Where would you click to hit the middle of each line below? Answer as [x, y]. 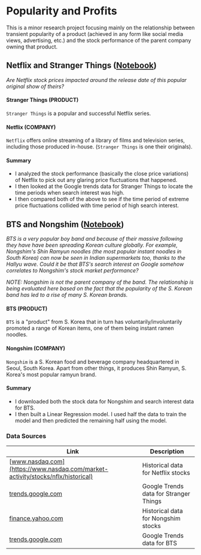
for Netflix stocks [166, 473]
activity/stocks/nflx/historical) [51, 477]
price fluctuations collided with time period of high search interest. [97, 205]
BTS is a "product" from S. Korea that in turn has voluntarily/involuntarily [94, 322]
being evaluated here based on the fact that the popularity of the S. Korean [99, 289]
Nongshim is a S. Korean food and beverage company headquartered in [93, 362]
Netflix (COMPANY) [31, 127]
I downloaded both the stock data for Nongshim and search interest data [104, 401]
